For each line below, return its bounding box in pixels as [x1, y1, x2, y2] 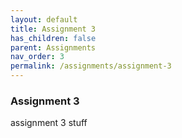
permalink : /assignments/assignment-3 [10, 61, 172, 71]
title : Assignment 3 [10, 24, 97, 34]
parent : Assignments [10, 42, 97, 53]
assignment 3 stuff [10, 117, 88, 129]
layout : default [10, 14, 78, 25]
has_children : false [10, 33, 97, 43]
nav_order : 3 [10, 52, 65, 62]
